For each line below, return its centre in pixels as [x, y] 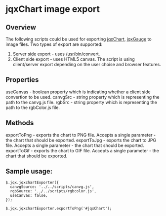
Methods [20, 123]
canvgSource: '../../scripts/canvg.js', [52, 187]
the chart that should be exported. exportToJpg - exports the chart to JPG [81, 140]
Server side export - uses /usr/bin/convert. [56, 54]
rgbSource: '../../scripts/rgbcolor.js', [53, 191]
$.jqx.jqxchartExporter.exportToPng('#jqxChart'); [59, 209]
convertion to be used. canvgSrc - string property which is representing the [83, 97]
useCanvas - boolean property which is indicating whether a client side [78, 92]
